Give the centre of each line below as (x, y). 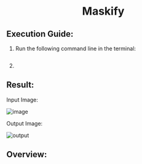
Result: (20, 85)
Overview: (27, 155)
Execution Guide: (40, 34)
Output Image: (25, 123)
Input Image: (22, 100)
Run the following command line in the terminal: (76, 48)
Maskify (103, 11)
